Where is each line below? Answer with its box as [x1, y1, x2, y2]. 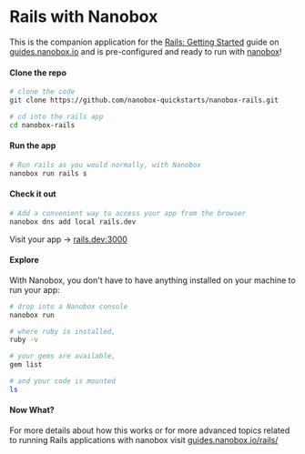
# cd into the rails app [9, 112, 104, 121]
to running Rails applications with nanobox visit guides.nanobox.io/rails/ [9, 434, 279, 445]
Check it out [9, 188, 56, 199]
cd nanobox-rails [9, 120, 76, 129]
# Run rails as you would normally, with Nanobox [9, 160, 202, 169]
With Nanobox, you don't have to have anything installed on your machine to [9, 275, 296, 286]
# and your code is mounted [9, 377, 117, 386]
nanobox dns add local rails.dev [9, 217, 137, 227]
